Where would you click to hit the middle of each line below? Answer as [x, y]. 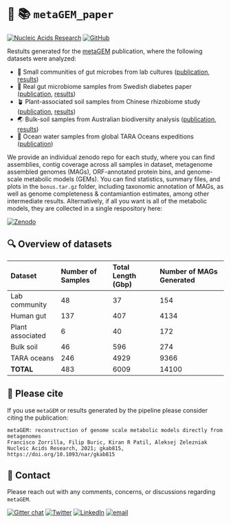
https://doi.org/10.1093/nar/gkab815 [61, 454]
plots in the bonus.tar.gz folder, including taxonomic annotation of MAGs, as [115, 186]
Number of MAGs [188, 271]
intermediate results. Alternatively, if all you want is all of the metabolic [107, 201]
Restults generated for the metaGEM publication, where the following [105, 51]
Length [124, 276]
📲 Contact [29, 475]
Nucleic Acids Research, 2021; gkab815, [66, 448]
